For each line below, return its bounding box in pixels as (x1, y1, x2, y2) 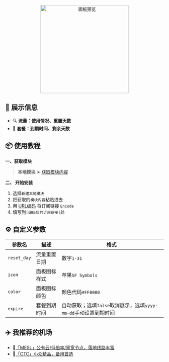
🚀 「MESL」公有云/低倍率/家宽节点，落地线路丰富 (12, 344, 115, 351)
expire (8, 306, 24, 312)
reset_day (8, 255, 31, 261)
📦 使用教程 (5, 142, 41, 150)
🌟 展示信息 (5, 103, 38, 112)
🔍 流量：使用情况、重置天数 (12, 118, 71, 124)
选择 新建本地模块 (12, 190, 44, 196)
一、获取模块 (5, 158, 32, 164)
